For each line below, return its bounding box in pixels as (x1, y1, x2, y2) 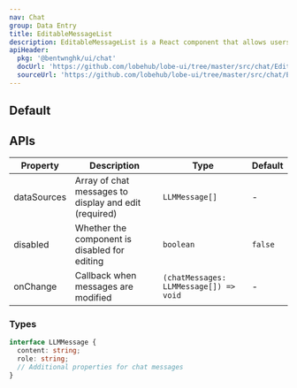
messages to (74, 185, 128, 197)
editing (74, 255, 104, 267)
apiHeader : (9, 46, 49, 55)
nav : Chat (9, 12, 46, 22)
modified (74, 291, 112, 303)
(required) (74, 207, 118, 219)
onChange (13, 280, 57, 293)
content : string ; (17, 346, 81, 355)
